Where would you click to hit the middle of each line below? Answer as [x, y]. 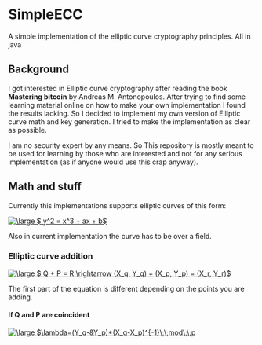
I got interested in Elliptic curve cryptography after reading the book [118, 88]
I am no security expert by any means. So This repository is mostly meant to [131, 145]
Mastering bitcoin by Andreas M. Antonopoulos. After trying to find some [127, 97]
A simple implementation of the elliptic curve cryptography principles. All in [129, 36]
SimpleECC [45, 15]
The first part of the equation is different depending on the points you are [126, 288]
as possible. [27, 130]
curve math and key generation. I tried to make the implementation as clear [129, 121]
